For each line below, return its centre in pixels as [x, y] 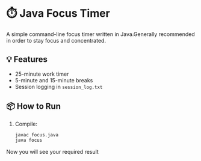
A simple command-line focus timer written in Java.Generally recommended [100, 34]
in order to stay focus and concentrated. [56, 40]
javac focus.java [37, 135]
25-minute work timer [42, 74]
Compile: [26, 124]
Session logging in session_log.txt [59, 87]
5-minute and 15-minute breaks [54, 80]
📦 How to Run [34, 107]
